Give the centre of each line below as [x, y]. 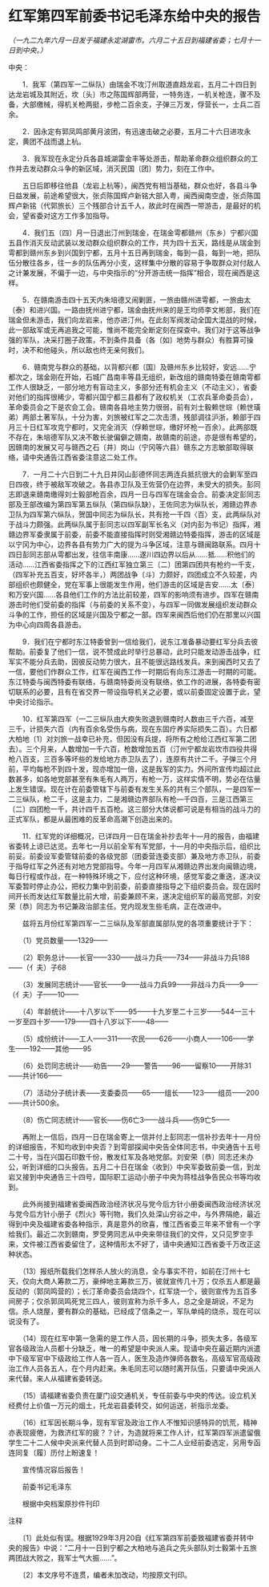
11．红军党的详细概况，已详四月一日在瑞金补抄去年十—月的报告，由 [134, 836]
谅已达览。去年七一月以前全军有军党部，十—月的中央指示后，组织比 [148, 846]
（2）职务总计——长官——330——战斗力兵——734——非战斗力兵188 [136, 957]
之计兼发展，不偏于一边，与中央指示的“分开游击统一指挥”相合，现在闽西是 [131, 273]
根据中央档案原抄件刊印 [61, 1504]
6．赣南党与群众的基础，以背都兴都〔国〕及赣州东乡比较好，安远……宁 [139, 366]
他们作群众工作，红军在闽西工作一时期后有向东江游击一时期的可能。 [148, 671]
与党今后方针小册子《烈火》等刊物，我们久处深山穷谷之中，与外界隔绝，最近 [134, 1214]
